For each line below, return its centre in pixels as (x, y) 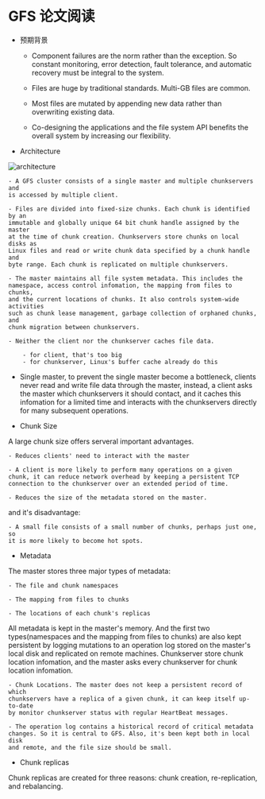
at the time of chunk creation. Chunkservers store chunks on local (124, 237)
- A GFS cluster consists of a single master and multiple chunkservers (131, 181)
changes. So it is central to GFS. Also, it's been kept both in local (129, 733)
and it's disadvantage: (44, 512)
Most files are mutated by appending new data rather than (127, 103)
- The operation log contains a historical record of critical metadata (131, 727)
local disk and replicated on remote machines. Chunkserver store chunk (126, 654)
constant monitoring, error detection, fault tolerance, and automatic (142, 64)
